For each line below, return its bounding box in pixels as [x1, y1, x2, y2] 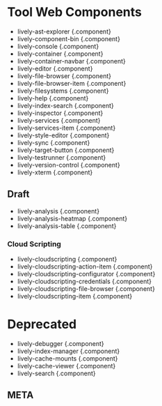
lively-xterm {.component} [17, 168, 93, 176]
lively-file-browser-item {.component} [17, 79, 127, 87]
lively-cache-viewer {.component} [17, 361, 116, 370]
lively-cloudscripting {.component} [17, 255, 118, 264]
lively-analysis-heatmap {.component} [17, 214, 128, 223]
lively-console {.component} [17, 42, 99, 50]
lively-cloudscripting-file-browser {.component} [17, 285, 155, 293]
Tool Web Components [7, 4, 143, 20]
